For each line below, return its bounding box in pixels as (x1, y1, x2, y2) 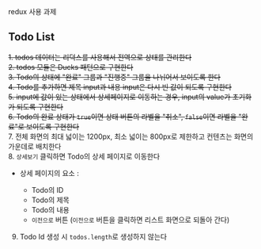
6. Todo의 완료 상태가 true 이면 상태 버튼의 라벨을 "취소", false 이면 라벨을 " (8, 112, 242, 121)
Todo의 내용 (31, 205, 70, 214)
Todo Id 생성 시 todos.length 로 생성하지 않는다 (19, 232, 168, 241)
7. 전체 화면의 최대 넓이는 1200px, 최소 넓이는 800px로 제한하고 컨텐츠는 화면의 (8, 132, 254, 141)
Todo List (8, 30, 55, 44)
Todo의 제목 (31, 195, 70, 205)
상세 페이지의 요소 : (19, 168, 79, 178)
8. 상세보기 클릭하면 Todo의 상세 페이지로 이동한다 (8, 151, 161, 161)
